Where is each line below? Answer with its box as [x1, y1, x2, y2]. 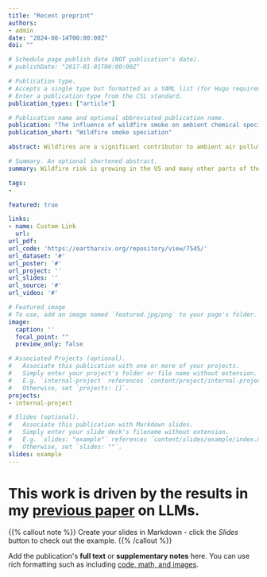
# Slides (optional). [8, 413, 80, 421]
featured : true [8, 200, 59, 209]
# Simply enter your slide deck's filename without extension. [8, 428, 229, 436]
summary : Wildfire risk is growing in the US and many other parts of [8, 165, 247, 172]
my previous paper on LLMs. [8, 501, 200, 519]
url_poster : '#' [8, 259, 62, 267]
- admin [8, 26, 34, 34]
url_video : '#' [8, 289, 59, 297]
